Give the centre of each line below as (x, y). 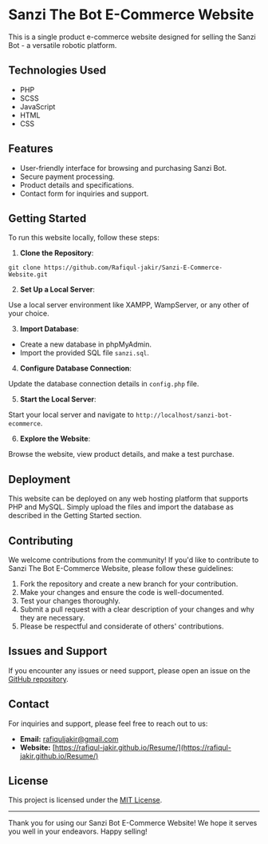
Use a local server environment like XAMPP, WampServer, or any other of (129, 305)
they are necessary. (52, 618)
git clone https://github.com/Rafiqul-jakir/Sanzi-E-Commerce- (116, 268)
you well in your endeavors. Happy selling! (78, 831)
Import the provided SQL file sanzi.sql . (85, 353)
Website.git (28, 275)
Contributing (41, 541)
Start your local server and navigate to (71, 415)
